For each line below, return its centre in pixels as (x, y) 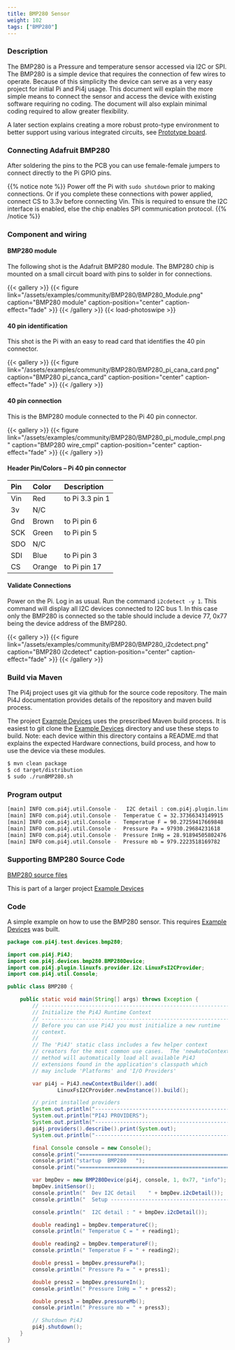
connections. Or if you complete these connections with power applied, (110, 194)
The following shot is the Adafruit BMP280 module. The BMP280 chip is (111, 267)
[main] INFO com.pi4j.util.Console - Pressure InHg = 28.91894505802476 (117, 835)
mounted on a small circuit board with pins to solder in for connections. (110, 274)
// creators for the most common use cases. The (106, 1052)
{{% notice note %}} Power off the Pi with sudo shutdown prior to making (111, 186)
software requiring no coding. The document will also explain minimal (107, 104)
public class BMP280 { (40, 987)
